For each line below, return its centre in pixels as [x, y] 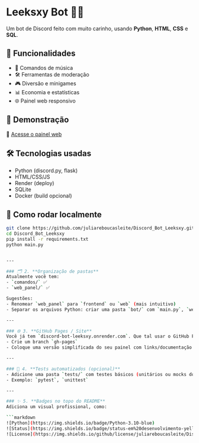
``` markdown [21, 417]
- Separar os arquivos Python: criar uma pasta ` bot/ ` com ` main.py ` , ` [98, 310]
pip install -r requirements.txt [47, 239]
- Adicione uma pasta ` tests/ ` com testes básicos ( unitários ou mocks [96, 374]
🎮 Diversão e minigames [45, 83]
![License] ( [21, 434]
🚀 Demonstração [38, 120]
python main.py [25, 245]
